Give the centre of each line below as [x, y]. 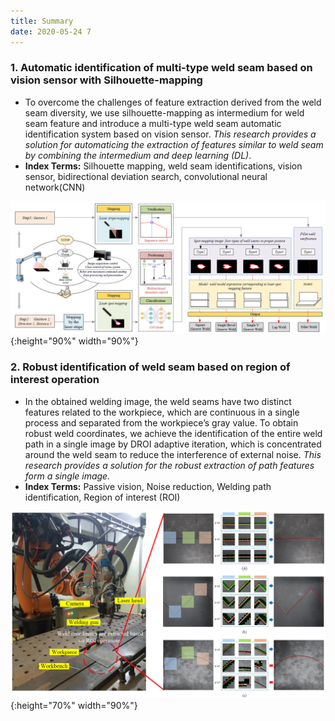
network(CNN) [55, 187]
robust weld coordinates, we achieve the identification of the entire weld [173, 433]
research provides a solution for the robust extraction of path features [169, 465]
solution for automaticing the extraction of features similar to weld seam [174, 144]
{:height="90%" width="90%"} [74, 341]
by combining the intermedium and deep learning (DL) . [138, 155]
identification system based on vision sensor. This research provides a [170, 134]
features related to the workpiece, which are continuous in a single [162, 412]
